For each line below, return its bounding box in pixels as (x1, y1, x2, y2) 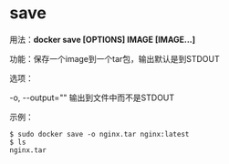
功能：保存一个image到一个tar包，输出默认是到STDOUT (9, 53, 221, 64)
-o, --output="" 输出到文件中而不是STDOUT (9, 92, 175, 103)
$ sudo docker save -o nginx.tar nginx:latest (9, 129, 190, 138)
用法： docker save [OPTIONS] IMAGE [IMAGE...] (9, 34, 196, 45)
